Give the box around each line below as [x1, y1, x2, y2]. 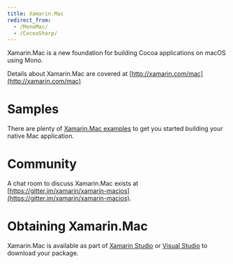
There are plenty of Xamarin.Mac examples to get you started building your [7, 125, 223, 133]
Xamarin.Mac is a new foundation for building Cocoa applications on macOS [7, 49, 226, 57]
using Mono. [7, 56, 43, 65]
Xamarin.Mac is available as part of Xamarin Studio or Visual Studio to [7, 242, 208, 250]
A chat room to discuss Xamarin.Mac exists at [7, 179, 139, 188]
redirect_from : [7, 17, 52, 24]
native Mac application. [7, 132, 75, 140]
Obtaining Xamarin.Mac [7, 219, 149, 234]
